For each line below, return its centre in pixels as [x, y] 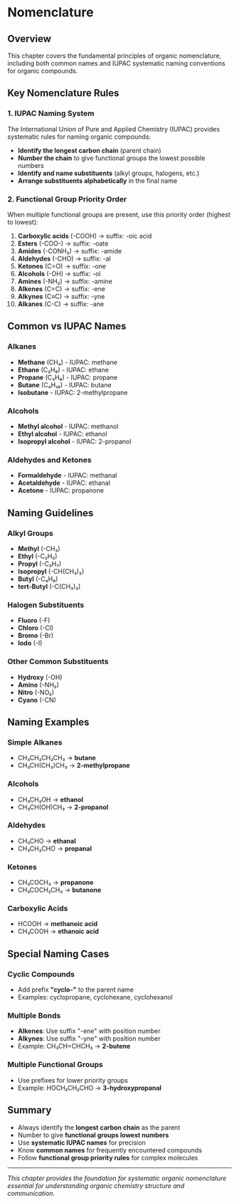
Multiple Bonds [34, 1016]
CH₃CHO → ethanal [47, 841]
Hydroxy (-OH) [40, 677]
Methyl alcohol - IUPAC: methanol [68, 426]
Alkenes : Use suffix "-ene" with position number [89, 1031]
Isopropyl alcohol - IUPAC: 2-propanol [74, 441]
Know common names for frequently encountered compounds [110, 1150]
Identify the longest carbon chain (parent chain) [89, 150]
